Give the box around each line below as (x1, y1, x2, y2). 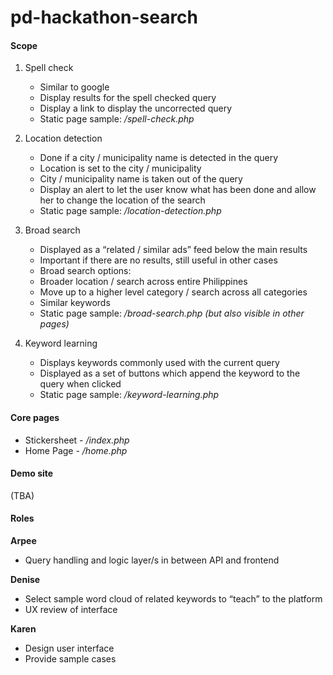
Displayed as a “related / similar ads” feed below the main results (39, 244, 308, 256)
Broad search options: (39, 265, 132, 277)
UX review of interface (24, 604, 118, 615)
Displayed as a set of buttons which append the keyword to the (39, 367, 301, 380)
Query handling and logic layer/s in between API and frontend (24, 554, 280, 566)
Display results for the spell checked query (39, 92, 217, 104)
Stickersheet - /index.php (24, 434, 130, 446)
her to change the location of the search (39, 194, 206, 206)
